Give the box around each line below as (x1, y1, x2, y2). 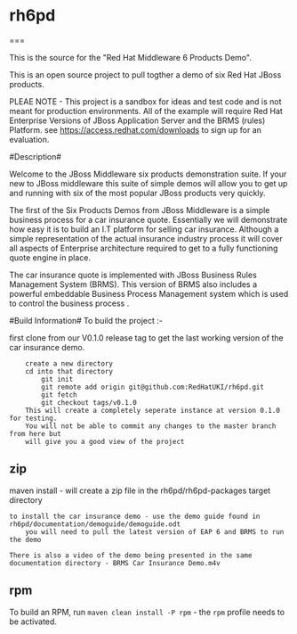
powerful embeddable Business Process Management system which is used (9, 288, 289, 299)
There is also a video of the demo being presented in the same (9, 550, 253, 560)
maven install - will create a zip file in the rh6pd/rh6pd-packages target (9, 485, 271, 496)
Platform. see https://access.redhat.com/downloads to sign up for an (9, 124, 262, 135)
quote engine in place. (9, 251, 92, 263)
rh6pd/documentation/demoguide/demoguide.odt (9, 519, 181, 529)
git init (41, 375, 74, 383)
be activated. (9, 616, 58, 627)
